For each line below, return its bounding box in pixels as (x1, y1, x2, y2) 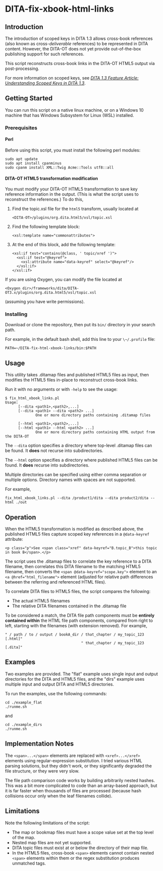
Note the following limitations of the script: (5, 820, 90, 826)
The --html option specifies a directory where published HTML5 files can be (5, 457, 158, 463)
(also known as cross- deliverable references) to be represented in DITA (5, 41, 148, 47)
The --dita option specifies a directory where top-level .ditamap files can (5, 443, 152, 449)
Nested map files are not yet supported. (12, 839, 92, 845)
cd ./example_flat (5, 700, 42, 705)
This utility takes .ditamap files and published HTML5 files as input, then (5, 372, 149, 378)
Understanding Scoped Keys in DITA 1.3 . (5, 80, 86, 86)
